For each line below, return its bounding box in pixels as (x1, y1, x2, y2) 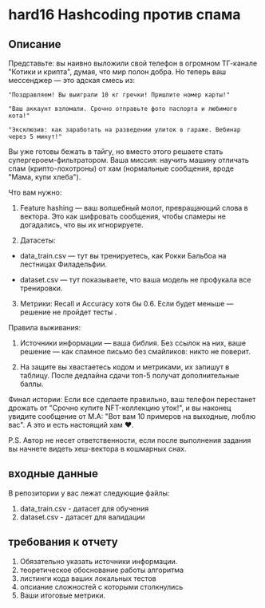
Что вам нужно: (8, 188, 62, 197)
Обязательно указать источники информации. (19, 556, 178, 566)
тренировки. (19, 283, 63, 293)
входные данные (8, 467, 98, 480)
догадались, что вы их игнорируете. (19, 220, 144, 229)
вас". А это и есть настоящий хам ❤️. (8, 420, 134, 429)
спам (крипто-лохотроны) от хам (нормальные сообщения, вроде (8, 164, 234, 173)
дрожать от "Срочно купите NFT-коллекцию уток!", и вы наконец (8, 403, 231, 413)
